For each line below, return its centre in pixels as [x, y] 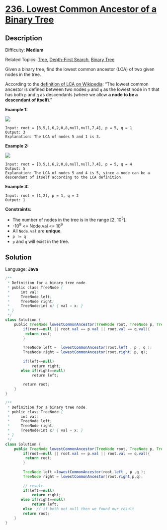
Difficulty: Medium [24, 50]
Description [24, 38]
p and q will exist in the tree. [41, 241]
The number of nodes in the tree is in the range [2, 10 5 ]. [69, 219]
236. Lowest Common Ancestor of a [81, 9]
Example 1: [17, 110]
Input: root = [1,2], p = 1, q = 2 [42, 196]
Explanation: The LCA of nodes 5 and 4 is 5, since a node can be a [78, 173]
